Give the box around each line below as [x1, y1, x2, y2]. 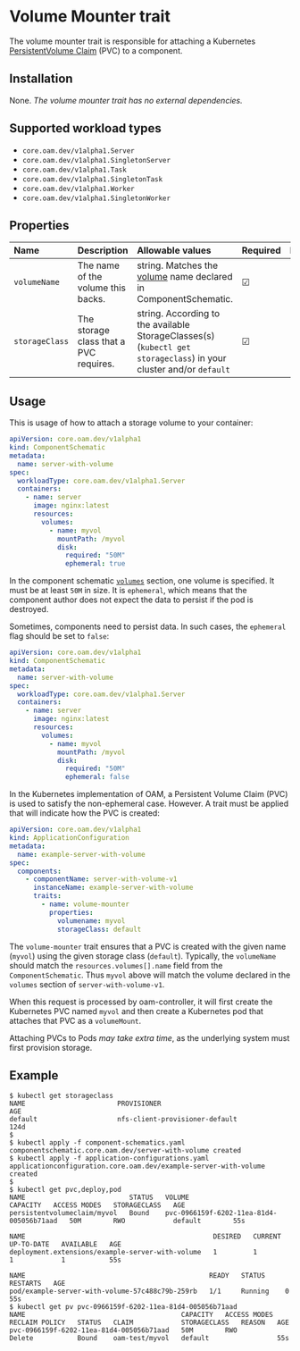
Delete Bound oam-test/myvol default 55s [9, 1334, 290, 1343]
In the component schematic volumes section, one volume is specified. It [9, 575, 275, 586]
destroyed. [9, 604, 49, 615]
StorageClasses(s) [137, 330, 215, 342]
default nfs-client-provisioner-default [9, 1115, 238, 1124]
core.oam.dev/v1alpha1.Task [21, 165, 127, 174]
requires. [77, 357, 115, 370]
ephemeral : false [65, 773, 129, 782]
